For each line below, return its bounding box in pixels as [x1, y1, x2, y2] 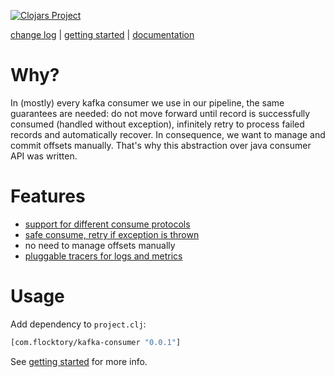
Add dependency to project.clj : [10, 318, 147, 330]
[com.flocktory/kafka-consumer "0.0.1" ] [10, 337, 182, 347]
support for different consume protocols [24, 218, 191, 230]
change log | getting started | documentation [10, 29, 195, 40]
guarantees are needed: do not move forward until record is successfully [10, 107, 311, 119]
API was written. [10, 150, 78, 162]
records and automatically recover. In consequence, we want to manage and [10, 128, 326, 140]
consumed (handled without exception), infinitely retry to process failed [10, 118, 305, 130]
